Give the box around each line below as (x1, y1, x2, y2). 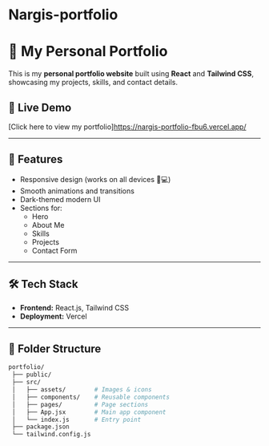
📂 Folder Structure (8, 342, 102, 355)
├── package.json (11, 423, 70, 431)
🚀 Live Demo (8, 100, 72, 114)
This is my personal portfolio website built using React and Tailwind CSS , (8, 69, 255, 79)
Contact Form (31, 245, 78, 255)
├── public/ (11, 371, 52, 379)
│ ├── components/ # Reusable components (11, 393, 171, 401)
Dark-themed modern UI (19, 194, 101, 204)
